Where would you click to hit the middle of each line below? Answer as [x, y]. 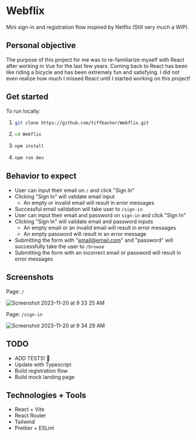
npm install [29, 146]
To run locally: [23, 111]
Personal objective [41, 45]
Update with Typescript [43, 364]
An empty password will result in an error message [85, 234]
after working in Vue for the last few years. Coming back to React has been [97, 66]
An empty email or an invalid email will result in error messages [99, 228]
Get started [27, 97]
